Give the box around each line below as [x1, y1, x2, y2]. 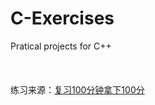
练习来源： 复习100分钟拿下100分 [10, 83, 145, 96]
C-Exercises [10, 7, 115, 30]
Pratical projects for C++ [10, 40, 112, 52]
